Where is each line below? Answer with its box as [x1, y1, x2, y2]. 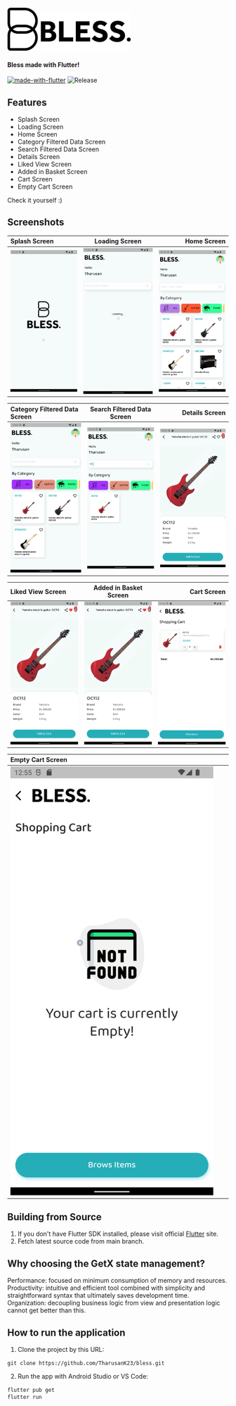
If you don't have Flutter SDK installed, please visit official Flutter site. [17, 1229, 219, 1239]
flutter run [7, 1394, 42, 1401]
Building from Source [7, 1211, 102, 1223]
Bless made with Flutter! [7, 61, 80, 69]
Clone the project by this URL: [17, 1345, 105, 1354]
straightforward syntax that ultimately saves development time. [7, 1291, 190, 1300]
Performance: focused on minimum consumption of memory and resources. [7, 1277, 228, 1285]
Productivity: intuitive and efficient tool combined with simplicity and [7, 1284, 205, 1292]
